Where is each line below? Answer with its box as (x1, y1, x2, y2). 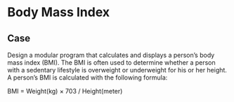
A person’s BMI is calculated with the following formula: (7, 73, 168, 82)
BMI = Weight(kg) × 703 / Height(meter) (7, 87, 123, 95)
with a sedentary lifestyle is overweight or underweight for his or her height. (7, 66, 227, 74)
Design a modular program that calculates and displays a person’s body (7, 51, 215, 59)
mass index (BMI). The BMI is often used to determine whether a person (7, 58, 216, 67)
